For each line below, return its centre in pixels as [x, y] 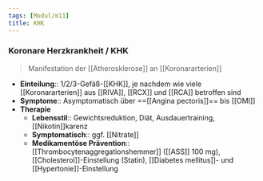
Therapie [35, 109]
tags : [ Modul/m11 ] [39, 16]
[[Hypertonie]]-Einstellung [75, 168]
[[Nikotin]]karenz [60, 126]
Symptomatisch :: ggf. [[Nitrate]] [86, 134]
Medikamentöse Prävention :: [81, 143]
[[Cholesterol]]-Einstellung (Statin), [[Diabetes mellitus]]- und [133, 159]
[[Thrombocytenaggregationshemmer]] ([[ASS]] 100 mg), [126, 151]
